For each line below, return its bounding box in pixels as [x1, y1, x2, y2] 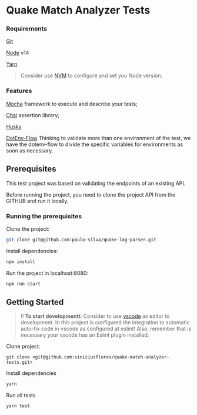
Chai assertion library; [6, 111, 60, 118]
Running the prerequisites [6, 212, 82, 220]
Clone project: [6, 343, 41, 350]
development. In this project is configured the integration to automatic [20, 319, 190, 326]
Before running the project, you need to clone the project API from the [6, 191, 176, 198]
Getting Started [6, 297, 64, 307]
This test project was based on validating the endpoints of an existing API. [6, 180, 186, 187]
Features [6, 87, 32, 95]
